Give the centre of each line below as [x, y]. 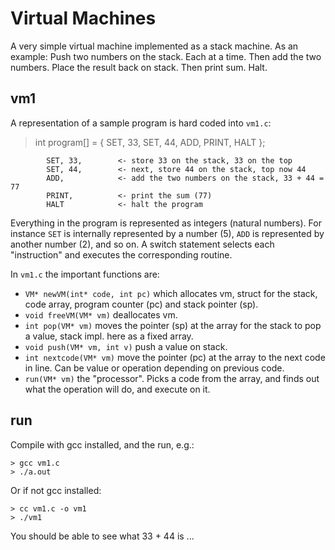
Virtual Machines [83, 18]
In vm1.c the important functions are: [85, 274]
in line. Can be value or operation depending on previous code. [154, 368]
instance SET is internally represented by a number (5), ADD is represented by [167, 233]
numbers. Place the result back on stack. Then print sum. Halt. [139, 67]
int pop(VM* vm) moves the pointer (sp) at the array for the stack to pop [173, 325]
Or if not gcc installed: [56, 490]
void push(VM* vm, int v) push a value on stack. [126, 346]
